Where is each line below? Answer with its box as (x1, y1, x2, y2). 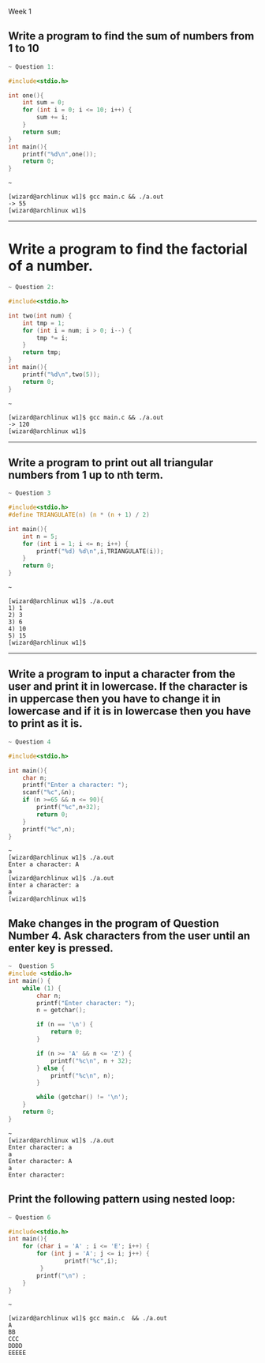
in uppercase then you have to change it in (8, 692, 221, 706)
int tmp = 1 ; (22, 319, 65, 327)
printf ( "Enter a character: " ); (22, 781, 129, 789)
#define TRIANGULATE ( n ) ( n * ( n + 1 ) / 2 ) (8, 511, 150, 519)
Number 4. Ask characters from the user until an (8, 928, 251, 943)
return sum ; (22, 128, 62, 136)
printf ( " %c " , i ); (64, 1257, 118, 1265)
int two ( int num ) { (8, 311, 73, 319)
